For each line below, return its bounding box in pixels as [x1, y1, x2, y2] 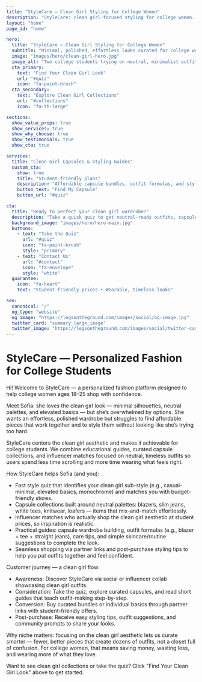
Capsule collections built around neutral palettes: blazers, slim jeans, [14, 501, 185, 508]
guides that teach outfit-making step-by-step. [14, 594, 129, 601]
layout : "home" [6, 20, 44, 26]
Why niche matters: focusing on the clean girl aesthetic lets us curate [6, 632, 179, 639]
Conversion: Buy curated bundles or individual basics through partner [14, 601, 188, 608]
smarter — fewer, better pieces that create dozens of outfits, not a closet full [6, 638, 195, 645]
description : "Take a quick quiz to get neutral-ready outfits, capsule [11, 214, 198, 220]
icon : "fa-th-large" [17, 103, 69, 109]
